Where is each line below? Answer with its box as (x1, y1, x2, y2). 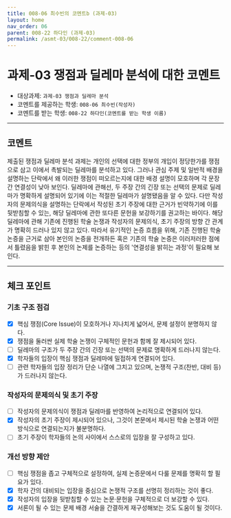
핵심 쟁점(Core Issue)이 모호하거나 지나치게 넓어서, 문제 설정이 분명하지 (16, 320, 210, 328)
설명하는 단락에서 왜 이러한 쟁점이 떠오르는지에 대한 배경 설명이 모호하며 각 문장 (7, 174, 220, 183)
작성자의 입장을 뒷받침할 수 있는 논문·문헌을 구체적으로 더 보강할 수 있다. (16, 495, 210, 503)
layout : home (7, 17, 45, 23)
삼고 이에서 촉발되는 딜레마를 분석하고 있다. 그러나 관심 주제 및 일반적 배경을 (19, 165, 223, 174)
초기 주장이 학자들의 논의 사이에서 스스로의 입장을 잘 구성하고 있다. (16, 433, 195, 442)
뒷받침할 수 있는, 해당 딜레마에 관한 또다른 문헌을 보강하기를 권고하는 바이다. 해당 (7, 208, 223, 217)
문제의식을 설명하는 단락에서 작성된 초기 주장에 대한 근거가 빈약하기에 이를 (19, 200, 219, 208)
